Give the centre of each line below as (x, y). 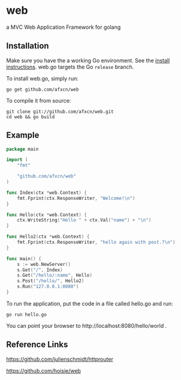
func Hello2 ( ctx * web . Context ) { (48, 237)
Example (23, 135)
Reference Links (37, 345)
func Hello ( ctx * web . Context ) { (46, 215)
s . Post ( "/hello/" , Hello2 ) (51, 281)
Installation (28, 46)
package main (22, 149)
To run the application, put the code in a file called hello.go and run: (90, 303)
